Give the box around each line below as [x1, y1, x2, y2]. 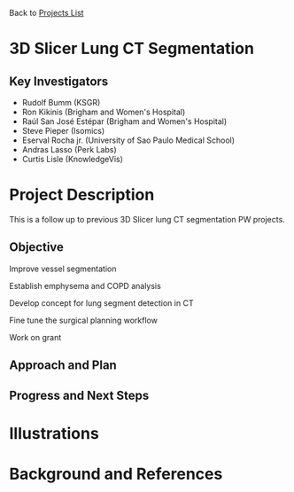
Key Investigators [9, 74, 109, 89]
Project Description [9, 185, 155, 205]
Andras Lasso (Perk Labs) [21, 144, 117, 154]
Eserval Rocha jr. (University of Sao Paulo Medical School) [21, 135, 236, 145]
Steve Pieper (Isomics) [21, 126, 105, 136]
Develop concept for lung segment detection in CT [9, 297, 194, 308]
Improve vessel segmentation [9, 263, 117, 274]
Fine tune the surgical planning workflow [9, 315, 158, 325]
